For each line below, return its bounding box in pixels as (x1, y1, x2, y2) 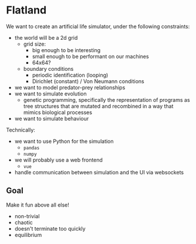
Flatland (6, 4, 47, 17)
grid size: (23, 40, 46, 47)
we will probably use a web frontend (14, 156, 103, 163)
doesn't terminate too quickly (14, 225, 86, 232)
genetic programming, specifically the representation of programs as (23, 96, 190, 103)
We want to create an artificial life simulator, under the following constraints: (6, 23, 190, 30)
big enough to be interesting (32, 46, 101, 53)
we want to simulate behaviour (14, 115, 89, 122)
